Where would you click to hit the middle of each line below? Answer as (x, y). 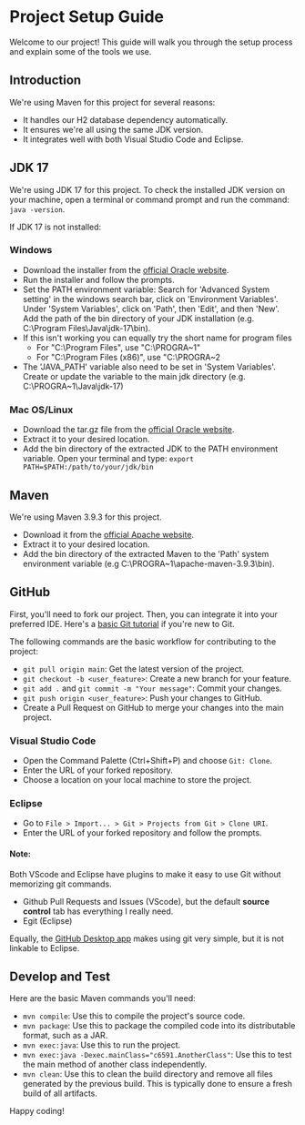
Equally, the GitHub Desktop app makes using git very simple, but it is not (147, 938)
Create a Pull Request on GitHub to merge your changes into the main (153, 707)
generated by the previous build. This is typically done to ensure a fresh (158, 1084)
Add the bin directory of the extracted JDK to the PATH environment (150, 449)
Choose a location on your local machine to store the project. (137, 780)
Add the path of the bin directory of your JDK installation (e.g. (138, 318)
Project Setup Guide (87, 17)
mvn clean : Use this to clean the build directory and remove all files (147, 1074)
